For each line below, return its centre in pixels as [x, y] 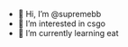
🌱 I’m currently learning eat [68, 33]
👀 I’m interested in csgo [62, 23]
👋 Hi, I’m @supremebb [59, 14]
